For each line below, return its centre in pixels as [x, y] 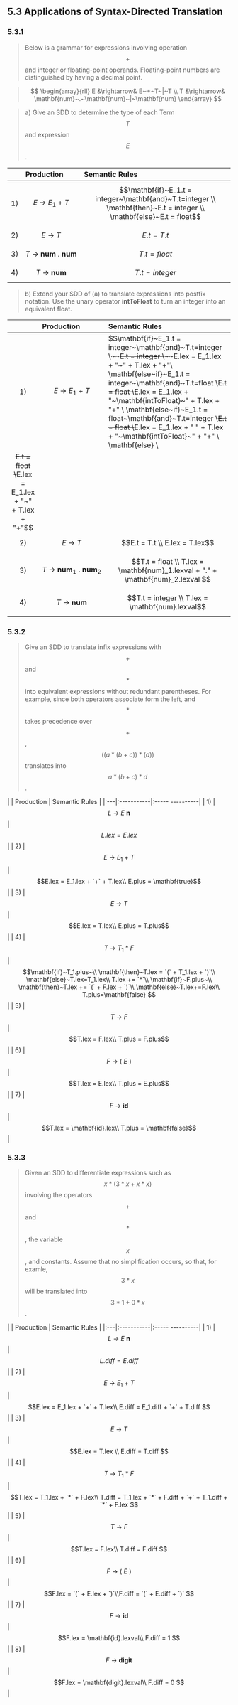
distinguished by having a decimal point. [84, 77]
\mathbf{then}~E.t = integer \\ [155, 208]
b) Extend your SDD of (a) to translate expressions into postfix [115, 294]
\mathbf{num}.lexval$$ [168, 606]
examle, [36, 1269]
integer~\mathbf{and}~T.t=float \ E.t [167, 383]
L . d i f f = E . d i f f [119, 1360]
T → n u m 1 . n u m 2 [72, 570]
